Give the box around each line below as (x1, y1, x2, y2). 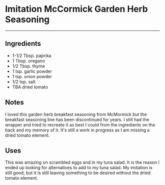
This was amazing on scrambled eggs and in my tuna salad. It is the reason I (5, 159, 160, 165)
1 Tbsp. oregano (12, 58, 45, 63)
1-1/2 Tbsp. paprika (12, 53, 52, 59)
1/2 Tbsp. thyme (12, 63, 45, 69)
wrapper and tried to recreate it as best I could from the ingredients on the (5, 122, 156, 127)
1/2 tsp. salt (12, 79, 36, 85)
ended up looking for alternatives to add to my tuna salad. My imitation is (5, 165, 153, 171)
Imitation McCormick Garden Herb (5, 3, 148, 15)
